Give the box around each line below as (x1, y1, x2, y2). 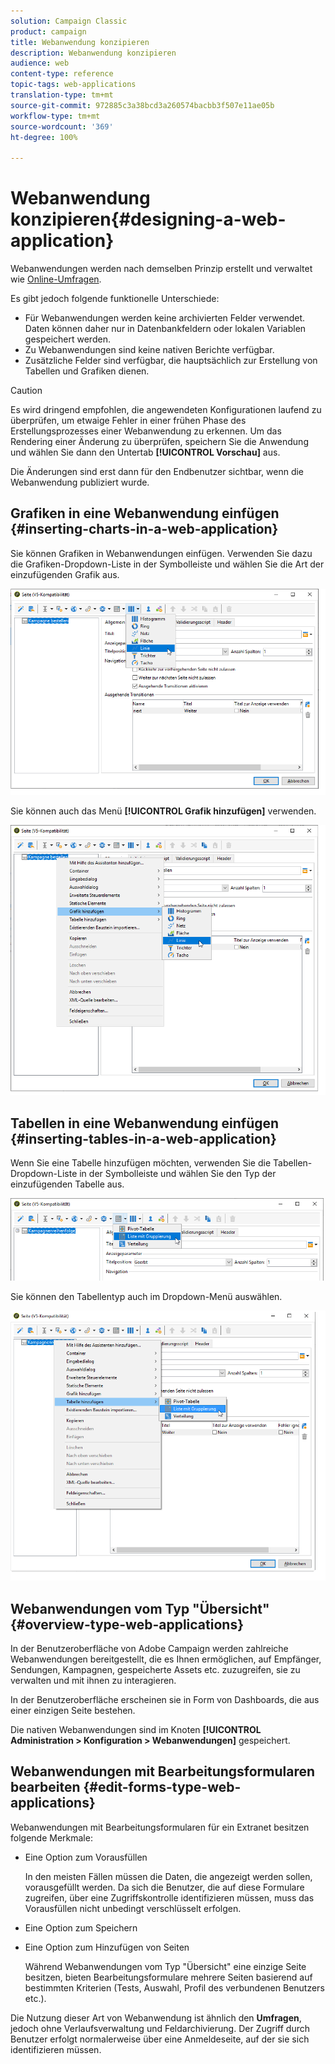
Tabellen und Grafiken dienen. (24, 365, 150, 377)
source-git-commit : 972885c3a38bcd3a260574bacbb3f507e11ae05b (10, 100, 275, 110)
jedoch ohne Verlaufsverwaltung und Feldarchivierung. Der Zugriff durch (10, 2022, 310, 2034)
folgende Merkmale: (10, 1831, 93, 1844)
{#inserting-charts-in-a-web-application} (10, 521, 279, 538)
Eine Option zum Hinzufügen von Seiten (24, 1941, 190, 1953)
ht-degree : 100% (10, 132, 78, 142)
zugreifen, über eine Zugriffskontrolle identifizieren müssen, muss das (24, 1891, 315, 1904)
